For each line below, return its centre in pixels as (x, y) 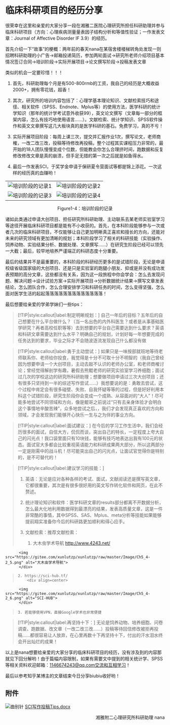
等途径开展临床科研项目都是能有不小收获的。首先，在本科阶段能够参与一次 (83, 225)
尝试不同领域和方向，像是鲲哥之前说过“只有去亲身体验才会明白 (96, 402)
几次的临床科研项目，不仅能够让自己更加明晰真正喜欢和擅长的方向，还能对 (87, 232)
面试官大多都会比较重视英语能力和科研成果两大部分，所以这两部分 (95, 445)
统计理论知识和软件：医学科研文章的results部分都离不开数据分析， (94, 502)
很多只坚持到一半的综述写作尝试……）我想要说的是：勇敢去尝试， (90, 383)
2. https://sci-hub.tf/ (43, 576)
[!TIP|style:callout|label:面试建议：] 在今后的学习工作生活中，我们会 (88, 425)
